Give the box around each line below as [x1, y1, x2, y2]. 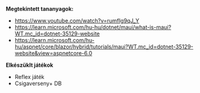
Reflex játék [14, 73, 45, 80]
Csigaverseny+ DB [14, 80, 62, 87]
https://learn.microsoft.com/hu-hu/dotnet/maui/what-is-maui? [14, 24, 172, 31]
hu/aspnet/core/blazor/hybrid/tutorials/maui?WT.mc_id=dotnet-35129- [14, 43, 194, 50]
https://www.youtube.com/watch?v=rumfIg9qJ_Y [14, 17, 139, 24]
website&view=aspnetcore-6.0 [14, 50, 93, 57]
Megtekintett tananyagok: [6, 6, 74, 12]
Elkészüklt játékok [6, 61, 53, 69]
